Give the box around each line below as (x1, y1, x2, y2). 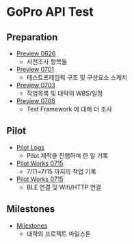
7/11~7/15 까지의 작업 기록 (26, 167, 96, 175)
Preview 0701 (16, 66, 55, 73)
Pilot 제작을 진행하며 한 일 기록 (26, 151, 109, 159)
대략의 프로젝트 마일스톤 (26, 230, 92, 238)
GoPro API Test (6, 4, 94, 20)
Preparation (6, 31, 58, 43)
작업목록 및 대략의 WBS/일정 (26, 90, 103, 97)
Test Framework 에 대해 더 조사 (26, 105, 112, 113)
